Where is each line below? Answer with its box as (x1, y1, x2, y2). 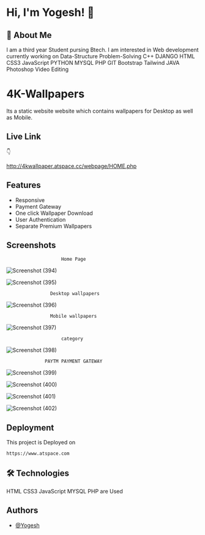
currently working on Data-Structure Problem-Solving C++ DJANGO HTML (6, 53, 195, 60)
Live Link (6, 132, 42, 142)
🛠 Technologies (6, 468, 69, 479)
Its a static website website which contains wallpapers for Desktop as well (6, 107, 193, 114)
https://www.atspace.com (6, 451, 70, 457)
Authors (6, 505, 39, 516)
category (61, 336, 84, 342)
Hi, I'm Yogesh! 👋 (6, 6, 95, 20)
